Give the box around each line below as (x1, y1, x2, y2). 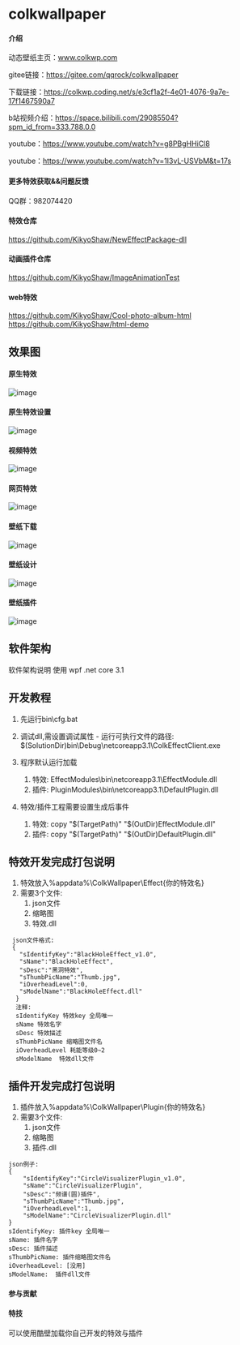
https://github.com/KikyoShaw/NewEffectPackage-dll (8, 234, 187, 244)
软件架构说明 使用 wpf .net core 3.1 (8, 664, 124, 674)
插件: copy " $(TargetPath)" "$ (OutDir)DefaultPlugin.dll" (32, 829, 217, 839)
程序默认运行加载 (19, 757, 78, 767)
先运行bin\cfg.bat (19, 714, 78, 724)
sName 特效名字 (15, 1021, 62, 1029)
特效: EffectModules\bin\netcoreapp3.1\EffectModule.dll (32, 774, 217, 784)
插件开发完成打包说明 (8, 1079, 115, 1093)
